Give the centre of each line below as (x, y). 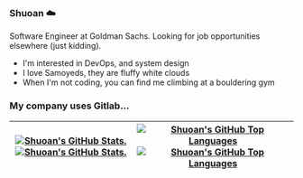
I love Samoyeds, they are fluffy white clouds (106, 73)
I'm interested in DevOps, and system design (106, 63)
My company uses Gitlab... (69, 106)
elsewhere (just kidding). (55, 46)
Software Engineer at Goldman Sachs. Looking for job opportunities (135, 36)
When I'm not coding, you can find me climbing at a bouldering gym (148, 82)
